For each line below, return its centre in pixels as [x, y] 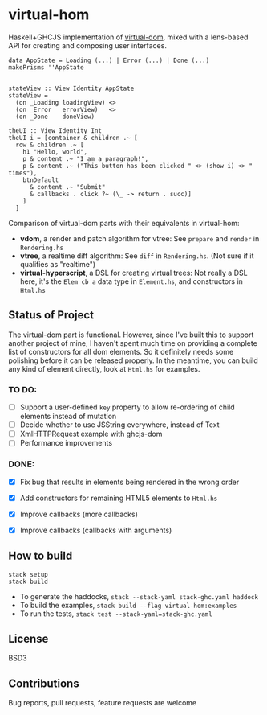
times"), [23, 173]
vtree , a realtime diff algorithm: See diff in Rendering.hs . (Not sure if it [137, 256]
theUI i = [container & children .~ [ [73, 138]
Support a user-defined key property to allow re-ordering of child [127, 407]
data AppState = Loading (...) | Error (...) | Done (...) [109, 60]
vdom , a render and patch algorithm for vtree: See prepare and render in [140, 238]
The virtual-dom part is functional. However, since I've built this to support [131, 335]
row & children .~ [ [50, 145]
